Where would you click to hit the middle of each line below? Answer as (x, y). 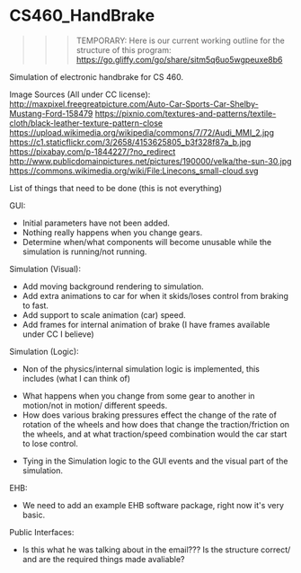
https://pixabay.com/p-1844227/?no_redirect (93, 151)
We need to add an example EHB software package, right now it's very (153, 505)
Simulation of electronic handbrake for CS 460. (97, 76)
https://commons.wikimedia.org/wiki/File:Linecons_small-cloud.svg (134, 171)
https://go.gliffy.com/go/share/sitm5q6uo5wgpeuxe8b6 (179, 59)
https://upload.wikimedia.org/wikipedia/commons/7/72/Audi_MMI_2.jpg (142, 132)
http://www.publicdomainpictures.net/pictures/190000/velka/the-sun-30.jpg (150, 161)
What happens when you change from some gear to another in (138, 395)
